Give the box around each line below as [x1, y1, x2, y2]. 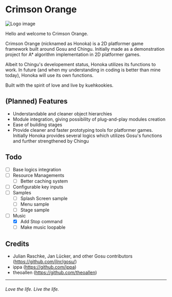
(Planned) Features [5, 97, 68, 106]
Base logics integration [12, 166, 61, 172]
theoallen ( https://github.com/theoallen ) [12, 269, 97, 275]
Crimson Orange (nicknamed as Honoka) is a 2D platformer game [5, 40, 144, 47]
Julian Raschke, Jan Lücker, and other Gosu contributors [12, 253, 133, 260]
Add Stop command [20, 219, 63, 225]
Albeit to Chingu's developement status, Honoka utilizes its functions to [5, 61, 156, 67]
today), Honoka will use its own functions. [5, 72, 94, 78]
